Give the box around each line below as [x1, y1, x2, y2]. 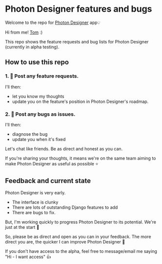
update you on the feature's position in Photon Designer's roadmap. [12, 99, 149, 104]
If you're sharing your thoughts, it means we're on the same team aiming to [5, 155, 156, 161]
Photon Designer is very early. [5, 189, 66, 196]
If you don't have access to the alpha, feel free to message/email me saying [5, 248, 158, 254]
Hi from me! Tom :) [5, 29, 43, 35]
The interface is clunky [12, 199, 59, 205]
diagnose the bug [12, 131, 48, 137]
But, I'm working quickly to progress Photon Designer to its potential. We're [5, 219, 156, 225]
